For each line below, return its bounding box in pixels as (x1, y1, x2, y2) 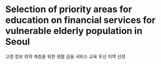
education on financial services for (5, 14, 156, 26)
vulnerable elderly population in (5, 25, 143, 37)
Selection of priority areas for (5, 4, 132, 15)
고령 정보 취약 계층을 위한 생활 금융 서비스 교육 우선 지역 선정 (5, 53, 126, 59)
